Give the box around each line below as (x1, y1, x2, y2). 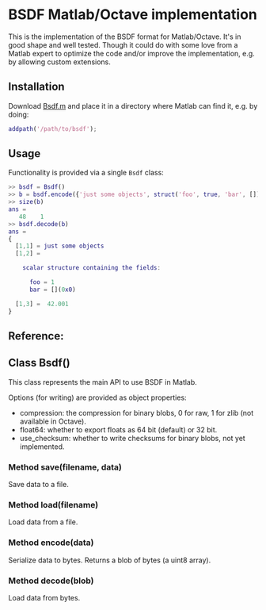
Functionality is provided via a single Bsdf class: (8, 168, 164, 178)
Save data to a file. (8, 480, 69, 489)
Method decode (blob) (8, 575, 94, 586)
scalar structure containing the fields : (22, 264, 161, 272)
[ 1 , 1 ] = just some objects (15, 242, 104, 251)
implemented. (19, 442, 65, 451)
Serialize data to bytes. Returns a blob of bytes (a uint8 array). (8, 555, 211, 565)
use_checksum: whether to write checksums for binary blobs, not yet (19, 433, 245, 443)
